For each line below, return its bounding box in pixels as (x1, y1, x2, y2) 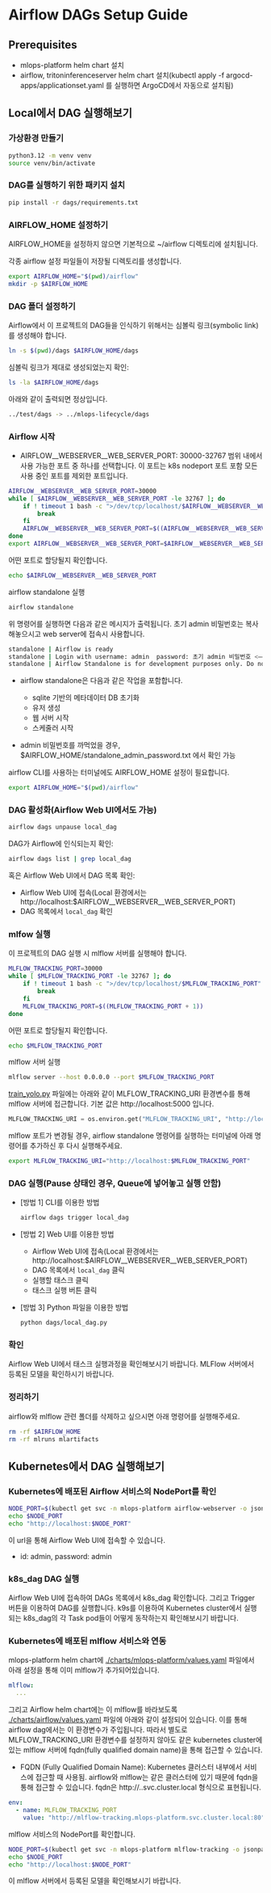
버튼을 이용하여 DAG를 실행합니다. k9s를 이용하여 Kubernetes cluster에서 (8, 1603, 242, 1613)
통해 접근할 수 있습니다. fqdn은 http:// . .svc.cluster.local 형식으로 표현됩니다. (19, 1782, 262, 1792)
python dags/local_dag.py (19, 1319, 107, 1327)
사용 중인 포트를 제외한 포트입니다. (19, 470, 128, 480)
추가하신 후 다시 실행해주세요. (29, 1141, 123, 1151)
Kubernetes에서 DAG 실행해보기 (8, 1459, 165, 1473)
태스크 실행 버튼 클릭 (31, 1285, 98, 1295)
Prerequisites (8, 38, 77, 52)
